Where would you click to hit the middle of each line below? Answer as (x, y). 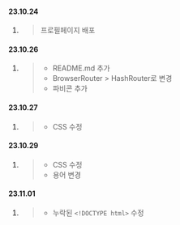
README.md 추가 (81, 68)
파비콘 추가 (70, 88)
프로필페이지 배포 (68, 30)
